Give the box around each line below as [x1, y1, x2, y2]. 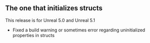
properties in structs [12, 32, 55, 38]
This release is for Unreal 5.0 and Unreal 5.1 [5, 17, 96, 23]
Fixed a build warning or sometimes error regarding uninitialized [12, 27, 145, 33]
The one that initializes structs [5, 4, 103, 12]
